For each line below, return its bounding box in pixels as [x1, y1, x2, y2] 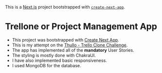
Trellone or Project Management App [5, 21, 157, 32]
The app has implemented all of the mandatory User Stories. [12, 47, 135, 53]
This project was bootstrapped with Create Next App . [12, 37, 119, 43]
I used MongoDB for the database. [12, 62, 81, 68]
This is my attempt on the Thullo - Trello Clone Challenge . [12, 42, 128, 48]
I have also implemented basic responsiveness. [12, 58, 107, 63]
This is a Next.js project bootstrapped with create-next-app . [5, 4, 126, 10]
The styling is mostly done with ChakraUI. [12, 52, 96, 58]
